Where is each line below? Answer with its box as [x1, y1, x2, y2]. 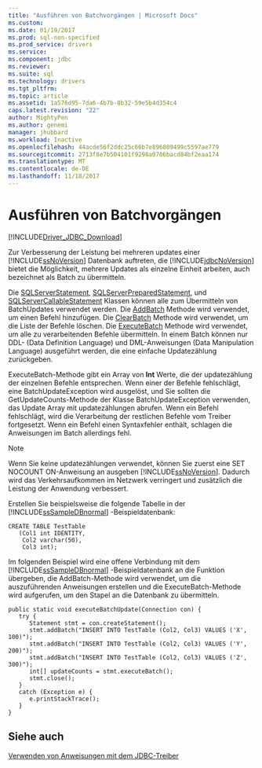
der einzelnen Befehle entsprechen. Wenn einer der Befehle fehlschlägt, [8, 378, 241, 388]
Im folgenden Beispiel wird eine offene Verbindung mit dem [8, 557, 200, 566]
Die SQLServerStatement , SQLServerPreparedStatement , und [8, 288, 207, 297]
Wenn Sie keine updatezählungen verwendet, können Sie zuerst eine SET [8, 458, 246, 468]
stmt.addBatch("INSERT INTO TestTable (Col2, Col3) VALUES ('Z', [28, 653, 247, 661]
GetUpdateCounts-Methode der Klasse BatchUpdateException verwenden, [8, 395, 251, 404]
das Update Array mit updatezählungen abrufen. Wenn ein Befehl [8, 402, 219, 413]
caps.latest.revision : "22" [8, 107, 100, 115]
